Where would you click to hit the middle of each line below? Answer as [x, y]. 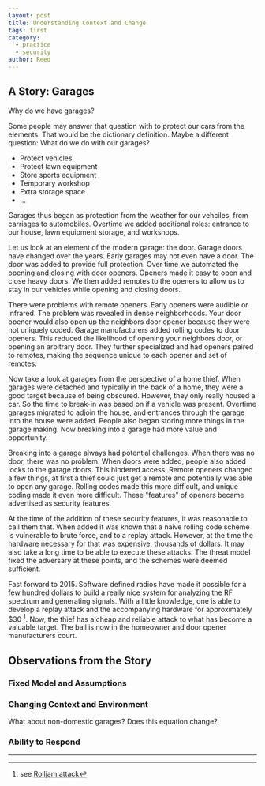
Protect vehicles [46, 158]
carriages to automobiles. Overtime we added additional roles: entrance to [129, 224]
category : [24, 38]
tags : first [28, 30]
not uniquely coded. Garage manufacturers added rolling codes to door [124, 329]
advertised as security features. [60, 503]
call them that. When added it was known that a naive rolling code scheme [129, 527]
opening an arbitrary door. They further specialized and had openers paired [131, 346]
